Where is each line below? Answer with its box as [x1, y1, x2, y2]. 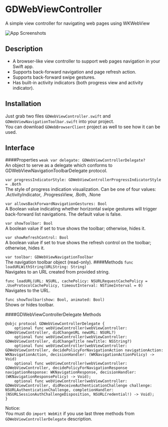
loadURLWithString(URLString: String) [5, 264, 87, 270]
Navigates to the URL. [5, 288, 50, 294]
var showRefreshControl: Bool [5, 235, 69, 240]
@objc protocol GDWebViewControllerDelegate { [5, 322, 105, 327]
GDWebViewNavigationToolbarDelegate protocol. [5, 168, 107, 174]
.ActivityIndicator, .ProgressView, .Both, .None [5, 192, 101, 198]
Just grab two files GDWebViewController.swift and [5, 113, 111, 119]
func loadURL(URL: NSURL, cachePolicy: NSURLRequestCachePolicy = [5, 279, 148, 284]
